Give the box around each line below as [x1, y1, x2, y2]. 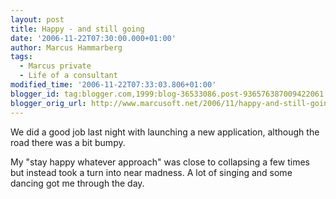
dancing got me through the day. [10, 177, 145, 189]
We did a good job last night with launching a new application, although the [10, 126, 320, 138]
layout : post [10, 14, 65, 25]
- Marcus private [19, 61, 92, 71]
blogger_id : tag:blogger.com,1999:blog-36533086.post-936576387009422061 [10, 89, 325, 99]
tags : [10, 52, 33, 62]
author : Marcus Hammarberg [10, 42, 123, 53]
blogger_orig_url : [10, 98, 87, 108]
